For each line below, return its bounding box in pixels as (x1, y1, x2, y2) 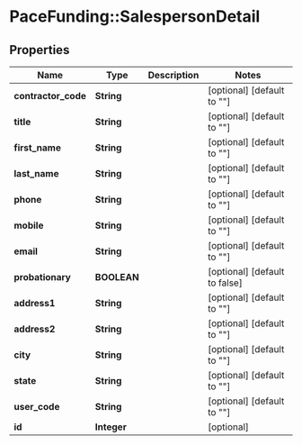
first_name (13, 141, 61, 154)
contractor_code (13, 90, 87, 102)
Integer (94, 421, 128, 433)
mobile (13, 219, 44, 232)
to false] (208, 277, 243, 289)
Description (147, 69, 200, 81)
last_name (13, 168, 59, 179)
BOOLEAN (94, 271, 139, 283)
